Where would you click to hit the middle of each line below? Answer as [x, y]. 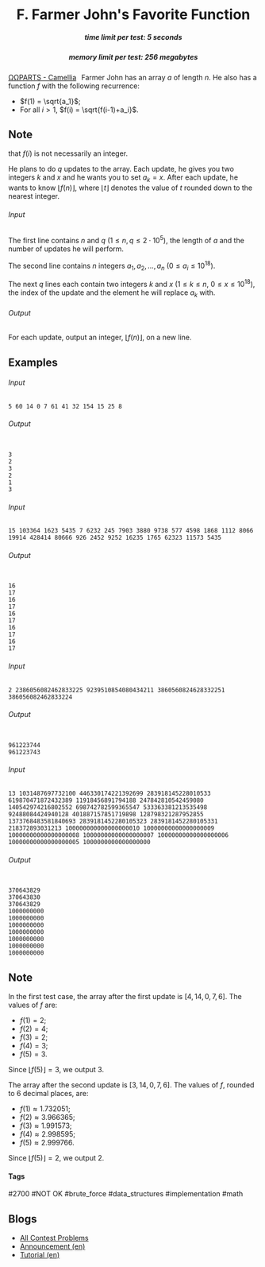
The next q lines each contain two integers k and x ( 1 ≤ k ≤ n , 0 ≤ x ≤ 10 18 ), [132, 284]
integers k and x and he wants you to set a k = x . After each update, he [123, 178]
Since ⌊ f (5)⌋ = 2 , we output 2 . [56, 1157]
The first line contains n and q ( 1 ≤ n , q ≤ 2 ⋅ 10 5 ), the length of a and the [126, 240]
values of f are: [33, 1005]
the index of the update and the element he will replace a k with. [112, 293]
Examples [33, 362]
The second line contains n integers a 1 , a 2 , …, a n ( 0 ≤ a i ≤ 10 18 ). [112, 266]
